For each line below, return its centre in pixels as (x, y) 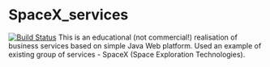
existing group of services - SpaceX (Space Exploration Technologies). (127, 54)
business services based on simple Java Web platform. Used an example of (135, 45)
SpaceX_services (69, 15)
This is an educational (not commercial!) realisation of (148, 37)
